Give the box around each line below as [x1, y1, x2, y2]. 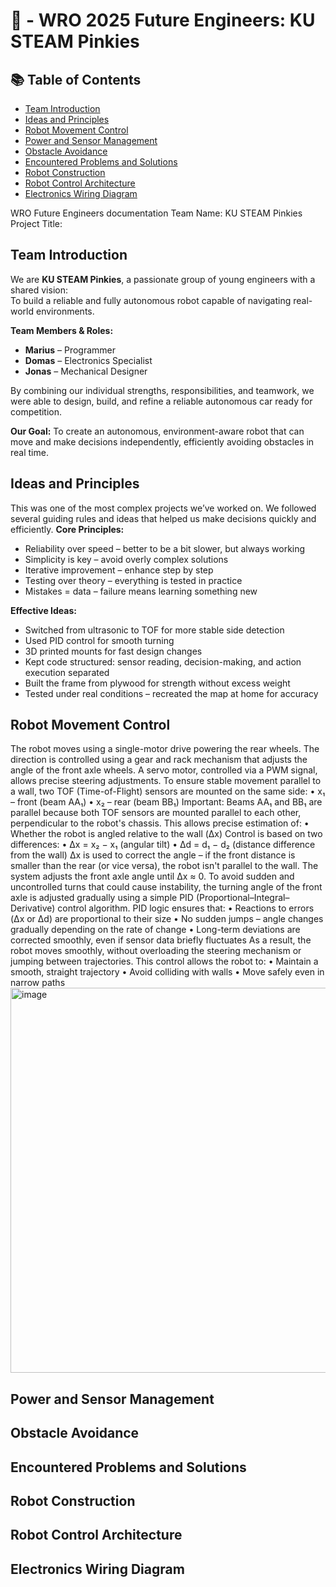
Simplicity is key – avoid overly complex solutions [24, 553, 229, 565]
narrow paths [10, 977, 66, 989]
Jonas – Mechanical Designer [24, 365, 148, 377]
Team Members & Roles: [10, 324, 114, 336]
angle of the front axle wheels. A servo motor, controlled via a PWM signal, [10, 764, 318, 776]
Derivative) [10, 902, 56, 914]
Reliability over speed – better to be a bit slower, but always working [24, 542, 306, 554]
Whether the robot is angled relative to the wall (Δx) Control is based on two [10, 828, 323, 840]
